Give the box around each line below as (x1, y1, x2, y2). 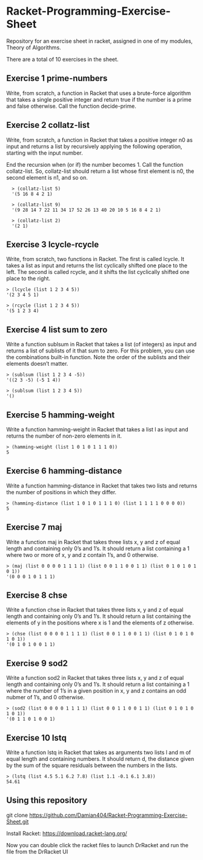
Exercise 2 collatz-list (6, 120, 90, 130)
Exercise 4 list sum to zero (6, 324, 108, 335)
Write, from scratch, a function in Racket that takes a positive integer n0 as (6, 136, 193, 144)
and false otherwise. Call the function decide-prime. (6, 102, 136, 110)
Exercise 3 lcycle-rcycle (6, 239, 99, 250)
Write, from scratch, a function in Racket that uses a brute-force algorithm (6, 89, 191, 97)
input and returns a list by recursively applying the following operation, (6, 142, 183, 150)
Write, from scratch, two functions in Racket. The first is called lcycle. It (6, 256, 185, 263)
